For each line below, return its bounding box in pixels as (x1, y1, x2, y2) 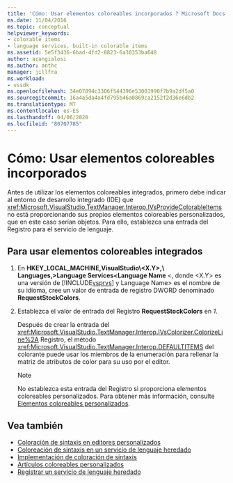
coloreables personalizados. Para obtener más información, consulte (17, 392, 215, 401)
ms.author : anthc (7, 62, 58, 69)
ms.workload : (7, 75, 45, 82)
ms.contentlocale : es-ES (7, 107, 79, 114)
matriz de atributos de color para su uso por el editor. (17, 358, 170, 366)
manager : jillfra (7, 68, 58, 75)
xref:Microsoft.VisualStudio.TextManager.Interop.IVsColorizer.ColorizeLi (17, 328, 224, 337)
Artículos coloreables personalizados (17, 461, 124, 469)
